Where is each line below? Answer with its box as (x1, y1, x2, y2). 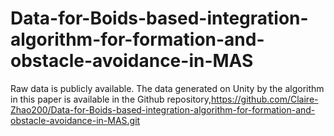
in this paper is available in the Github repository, (10, 93, 212, 105)
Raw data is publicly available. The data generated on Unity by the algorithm (10, 82, 325, 94)
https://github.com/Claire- (211, 93, 319, 105)
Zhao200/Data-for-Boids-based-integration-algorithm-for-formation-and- (10, 103, 316, 116)
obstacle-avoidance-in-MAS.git (10, 114, 141, 126)
